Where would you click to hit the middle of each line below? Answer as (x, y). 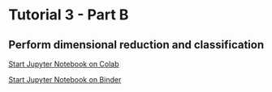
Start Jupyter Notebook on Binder (65, 79)
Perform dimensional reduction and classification (136, 45)
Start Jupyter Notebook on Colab (64, 64)
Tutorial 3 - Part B (69, 15)
